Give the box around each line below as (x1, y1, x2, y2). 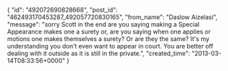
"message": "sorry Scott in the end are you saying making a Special (7, 20, 200, 28)
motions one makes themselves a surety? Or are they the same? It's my (7, 35, 210, 43)
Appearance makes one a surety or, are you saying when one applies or (7, 27, 211, 35)
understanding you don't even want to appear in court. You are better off (7, 42, 214, 50)
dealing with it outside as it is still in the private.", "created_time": (7, 49, 191, 57)
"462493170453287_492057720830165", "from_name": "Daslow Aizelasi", (7, 13, 218, 21)
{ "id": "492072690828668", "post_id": (7, 6, 118, 14)
